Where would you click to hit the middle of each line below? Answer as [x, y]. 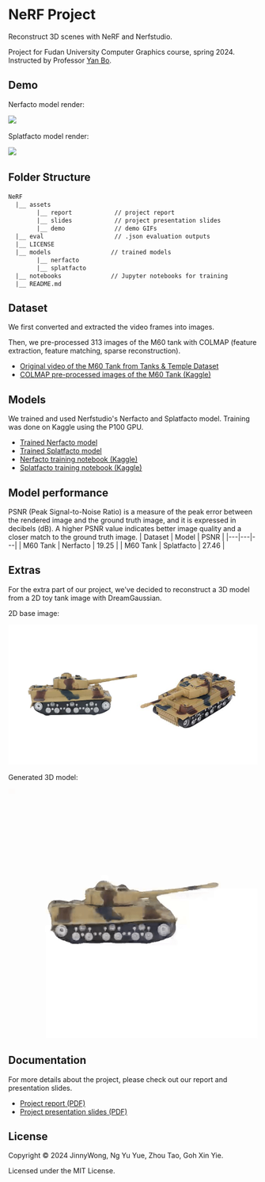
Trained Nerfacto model [59, 442]
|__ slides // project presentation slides [129, 220]
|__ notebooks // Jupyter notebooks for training [121, 276]
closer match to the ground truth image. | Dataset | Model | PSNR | [116, 537]
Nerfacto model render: [47, 104]
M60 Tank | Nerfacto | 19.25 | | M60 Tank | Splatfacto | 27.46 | [124, 545]
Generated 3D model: [43, 777]
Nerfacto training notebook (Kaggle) [79, 459]
